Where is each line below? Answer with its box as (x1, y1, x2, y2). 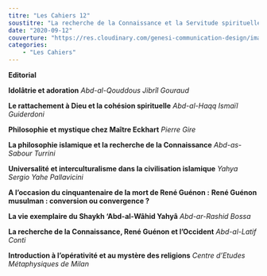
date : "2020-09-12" (8, 26, 73, 34)
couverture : (8, 33, 48, 42)
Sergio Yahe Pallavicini (8, 172, 83, 182)
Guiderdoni (8, 109, 45, 119)
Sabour (8, 148, 33, 158)
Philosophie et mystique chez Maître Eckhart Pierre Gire (8, 125, 196, 134)
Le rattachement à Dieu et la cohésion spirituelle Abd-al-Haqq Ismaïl (8, 101, 238, 110)
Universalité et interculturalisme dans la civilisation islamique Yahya (8, 164, 238, 173)
